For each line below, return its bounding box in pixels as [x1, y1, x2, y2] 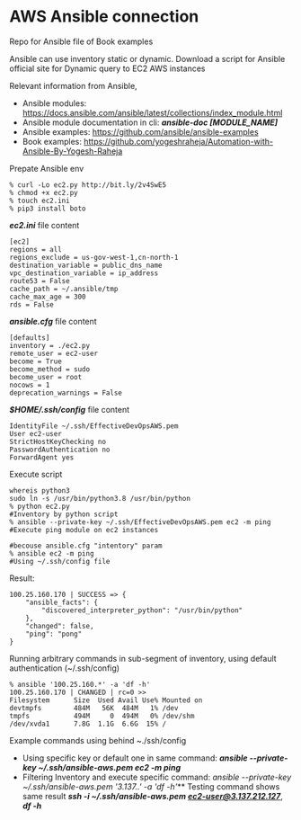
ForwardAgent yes [9, 452, 75, 462]
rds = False [9, 299, 54, 309]
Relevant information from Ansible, [9, 80, 137, 91]
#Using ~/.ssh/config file [9, 557, 111, 566]
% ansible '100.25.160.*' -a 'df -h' [9, 680, 151, 689]
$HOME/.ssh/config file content [9, 404, 130, 414]
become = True [9, 357, 63, 366]
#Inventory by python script [9, 510, 119, 519]
